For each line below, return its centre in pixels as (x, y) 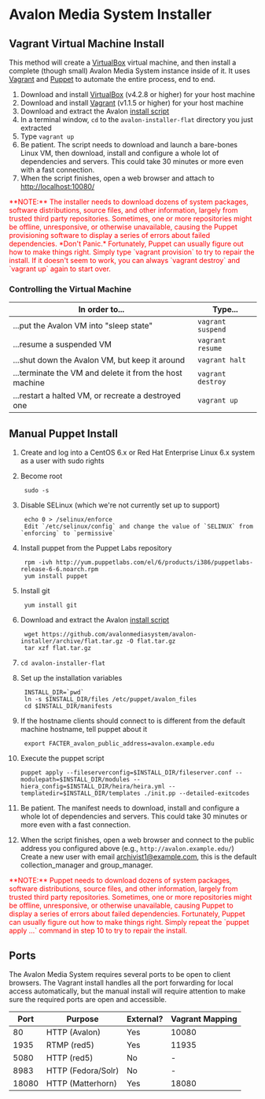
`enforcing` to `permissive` (68, 533)
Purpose (83, 1019)
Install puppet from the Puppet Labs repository (96, 548)
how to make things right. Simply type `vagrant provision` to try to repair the (132, 252)
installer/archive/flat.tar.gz (72, 641)
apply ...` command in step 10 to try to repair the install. (98, 930)
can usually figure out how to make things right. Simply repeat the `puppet (129, 923)
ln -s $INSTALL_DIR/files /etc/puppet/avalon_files (110, 700)
